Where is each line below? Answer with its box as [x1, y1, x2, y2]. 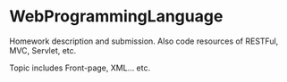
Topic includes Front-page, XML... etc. [9, 62, 151, 73]
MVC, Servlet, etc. [9, 45, 77, 55]
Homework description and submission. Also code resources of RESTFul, [9, 36, 279, 46]
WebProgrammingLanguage [9, 6, 224, 27]
